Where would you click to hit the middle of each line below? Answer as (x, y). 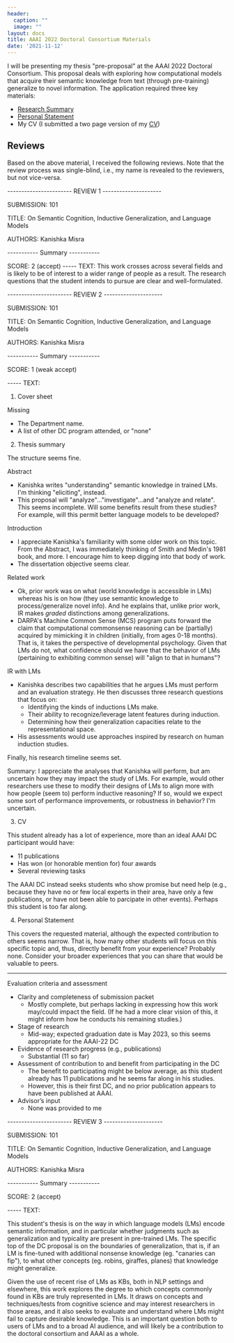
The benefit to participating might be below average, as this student (125, 1071)
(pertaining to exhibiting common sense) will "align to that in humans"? (119, 657)
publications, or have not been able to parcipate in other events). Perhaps (113, 899)
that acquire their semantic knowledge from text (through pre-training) (108, 81)
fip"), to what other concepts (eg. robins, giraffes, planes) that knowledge (113, 1261)
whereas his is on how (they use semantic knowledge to (98, 598)
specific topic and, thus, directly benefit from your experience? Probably (111, 948)
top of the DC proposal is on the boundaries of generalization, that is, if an (114, 1245)
